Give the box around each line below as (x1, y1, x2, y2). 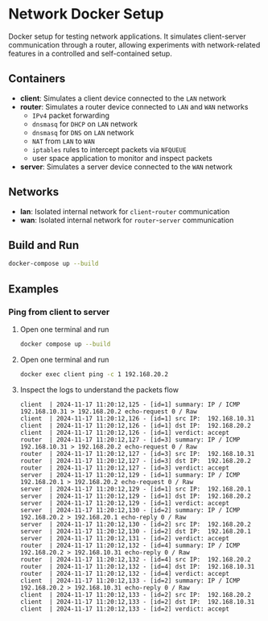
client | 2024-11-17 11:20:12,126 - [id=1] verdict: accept (19, 428, 230, 437)
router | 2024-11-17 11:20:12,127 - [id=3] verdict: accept (19, 464, 230, 472)
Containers (8, 72, 66, 85)
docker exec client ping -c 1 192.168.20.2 (19, 370, 169, 379)
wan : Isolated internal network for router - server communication (19, 215, 234, 225)
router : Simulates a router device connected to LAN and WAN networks (19, 101, 249, 111)
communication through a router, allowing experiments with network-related (8, 39, 261, 49)
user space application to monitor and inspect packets (31, 153, 213, 163)
